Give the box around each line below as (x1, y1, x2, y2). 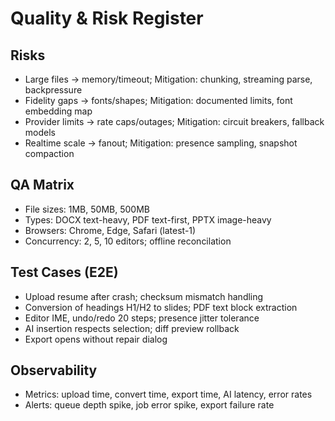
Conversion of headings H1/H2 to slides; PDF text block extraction (24, 301, 298, 313)
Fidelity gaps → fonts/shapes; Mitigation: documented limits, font (24, 95, 293, 106)
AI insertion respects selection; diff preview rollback (24, 322, 240, 334)
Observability (10, 362, 98, 379)
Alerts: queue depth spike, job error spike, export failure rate (24, 399, 275, 411)
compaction (24, 148, 75, 159)
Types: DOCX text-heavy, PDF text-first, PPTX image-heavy (24, 213, 272, 226)
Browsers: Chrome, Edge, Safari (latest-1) (24, 224, 197, 236)
